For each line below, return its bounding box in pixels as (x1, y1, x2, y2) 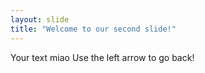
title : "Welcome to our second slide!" (10, 24, 177, 34)
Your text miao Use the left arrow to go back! (10, 51, 195, 63)
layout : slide (10, 14, 70, 25)
